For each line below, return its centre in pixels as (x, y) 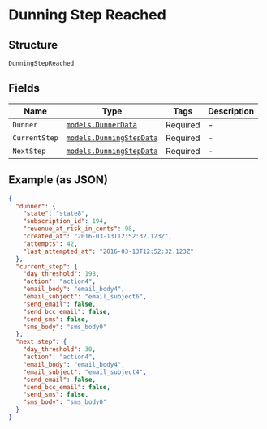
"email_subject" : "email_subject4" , (85, 372)
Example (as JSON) (58, 180)
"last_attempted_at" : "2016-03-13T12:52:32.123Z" (109, 251)
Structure (33, 45)
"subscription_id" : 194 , (65, 221)
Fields (24, 88)
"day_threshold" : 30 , (59, 350)
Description (231, 111)
